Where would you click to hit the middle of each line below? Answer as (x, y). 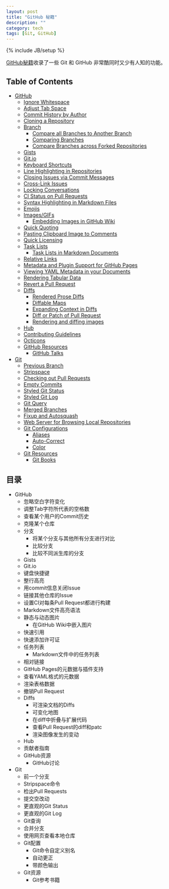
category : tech (25, 28)
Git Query (35, 403)
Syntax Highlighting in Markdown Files (70, 202)
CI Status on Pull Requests (55, 196)
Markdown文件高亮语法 (52, 610)
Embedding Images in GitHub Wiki (74, 221)
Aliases (41, 434)
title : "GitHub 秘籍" (32, 17)
